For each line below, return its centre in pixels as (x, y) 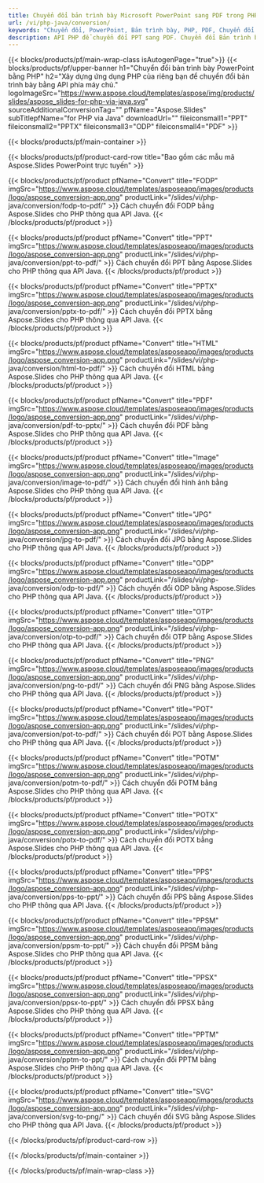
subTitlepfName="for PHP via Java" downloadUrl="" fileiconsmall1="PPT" (128, 118)
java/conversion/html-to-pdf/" (57, 369)
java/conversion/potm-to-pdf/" (58, 783)
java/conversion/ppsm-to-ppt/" (59, 945)
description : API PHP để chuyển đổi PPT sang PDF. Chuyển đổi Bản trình (130, 37)
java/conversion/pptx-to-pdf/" (57, 311)
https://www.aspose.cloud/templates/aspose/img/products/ (158, 93)
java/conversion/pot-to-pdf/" (55, 734)
